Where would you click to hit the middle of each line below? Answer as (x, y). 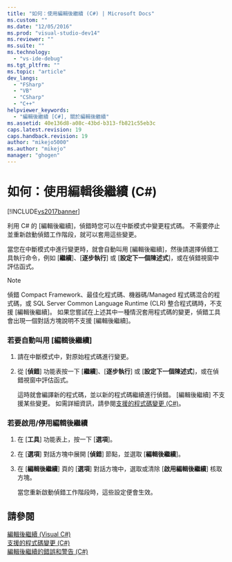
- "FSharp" (29, 85)
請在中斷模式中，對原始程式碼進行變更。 (75, 357)
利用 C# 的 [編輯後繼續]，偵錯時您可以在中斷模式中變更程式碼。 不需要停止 (114, 225)
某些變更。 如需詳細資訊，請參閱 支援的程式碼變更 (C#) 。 (104, 403)
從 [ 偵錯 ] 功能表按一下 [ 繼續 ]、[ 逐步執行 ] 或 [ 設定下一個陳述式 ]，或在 (115, 371)
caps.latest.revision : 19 (44, 130)
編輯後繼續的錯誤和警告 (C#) (48, 552)
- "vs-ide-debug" (38, 59)
